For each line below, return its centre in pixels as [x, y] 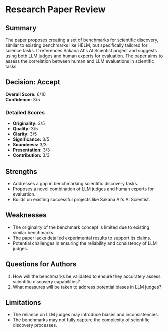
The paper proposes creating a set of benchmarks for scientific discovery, [82, 40]
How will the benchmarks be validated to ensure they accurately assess [87, 276]
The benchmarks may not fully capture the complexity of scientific [81, 320]
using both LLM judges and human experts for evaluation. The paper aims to [84, 56]
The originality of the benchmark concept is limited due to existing [81, 227]
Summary [21, 28]
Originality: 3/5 [29, 123]
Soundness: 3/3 [29, 145]
